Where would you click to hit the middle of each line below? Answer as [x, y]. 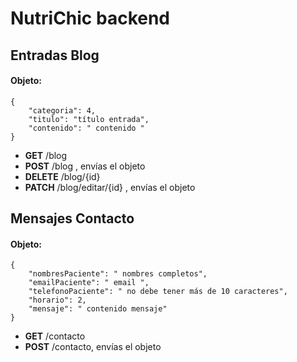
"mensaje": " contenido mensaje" [98, 309]
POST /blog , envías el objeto [85, 166]
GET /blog [46, 155]
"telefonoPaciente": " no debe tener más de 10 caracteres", [158, 292]
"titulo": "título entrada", [89, 119]
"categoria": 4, [62, 110]
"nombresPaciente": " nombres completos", [118, 274]
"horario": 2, [57, 300]
